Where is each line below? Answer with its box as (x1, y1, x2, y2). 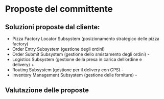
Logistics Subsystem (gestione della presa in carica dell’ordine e (12, 57, 142, 62)
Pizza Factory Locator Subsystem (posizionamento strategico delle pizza (12, 36, 160, 41)
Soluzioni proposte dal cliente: (5, 23, 100, 31)
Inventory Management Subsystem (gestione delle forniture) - (12, 72, 137, 78)
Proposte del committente (5, 3, 113, 15)
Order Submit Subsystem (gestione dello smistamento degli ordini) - (12, 51, 150, 57)
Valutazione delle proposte (5, 86, 89, 95)
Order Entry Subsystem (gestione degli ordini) (12, 46, 105, 52)
